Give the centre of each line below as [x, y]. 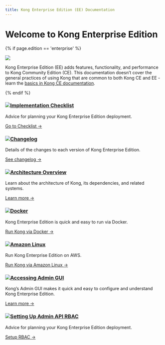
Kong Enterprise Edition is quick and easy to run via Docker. [67, 222]
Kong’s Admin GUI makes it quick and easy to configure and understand [79, 289]
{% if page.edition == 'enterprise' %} [43, 48]
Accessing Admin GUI [37, 278]
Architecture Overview [38, 172]
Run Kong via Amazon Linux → [37, 265]
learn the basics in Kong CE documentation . [50, 83]
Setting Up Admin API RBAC [44, 317]
